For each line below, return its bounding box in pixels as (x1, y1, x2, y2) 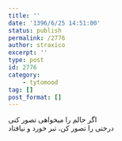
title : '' (8, 11, 41, 20)
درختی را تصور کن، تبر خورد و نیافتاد (8, 123, 114, 133)
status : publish (8, 26, 62, 34)
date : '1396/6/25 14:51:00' (8, 19, 101, 27)
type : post (8, 57, 44, 65)
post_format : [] (8, 93, 62, 101)
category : (8, 71, 41, 79)
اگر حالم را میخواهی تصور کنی (8, 115, 97, 124)
